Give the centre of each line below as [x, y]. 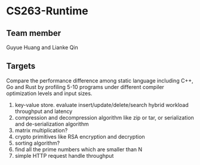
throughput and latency [44, 111]
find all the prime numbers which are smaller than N [79, 149]
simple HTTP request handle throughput [64, 155]
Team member [34, 33]
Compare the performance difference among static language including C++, [100, 80]
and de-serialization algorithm [52, 124]
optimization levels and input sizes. [49, 93]
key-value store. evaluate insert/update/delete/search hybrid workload [102, 105]
